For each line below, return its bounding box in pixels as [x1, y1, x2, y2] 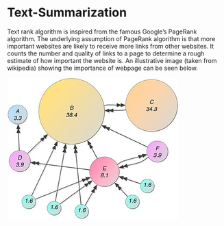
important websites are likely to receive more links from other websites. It [7, 42, 214, 50]
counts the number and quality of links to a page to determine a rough [7, 49, 205, 58]
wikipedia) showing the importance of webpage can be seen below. [7, 64, 199, 72]
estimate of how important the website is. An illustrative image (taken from [7, 56, 217, 64]
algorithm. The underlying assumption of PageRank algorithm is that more [7, 34, 216, 42]
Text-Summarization [7, 5, 127, 21]
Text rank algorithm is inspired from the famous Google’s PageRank [7, 27, 197, 36]
